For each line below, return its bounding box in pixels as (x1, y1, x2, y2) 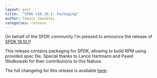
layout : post (5, 7, 31, 12)
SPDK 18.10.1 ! (5, 39, 31, 45)
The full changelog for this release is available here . (5, 68, 108, 74)
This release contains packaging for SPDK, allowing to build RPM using (5, 48, 146, 54)
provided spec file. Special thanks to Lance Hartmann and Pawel (5, 53, 134, 59)
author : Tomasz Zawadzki (5, 16, 55, 21)
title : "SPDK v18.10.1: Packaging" (5, 12, 79, 16)
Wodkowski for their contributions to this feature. (5, 58, 102, 64)
